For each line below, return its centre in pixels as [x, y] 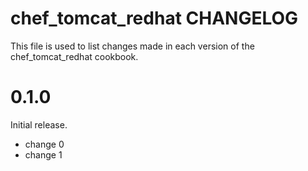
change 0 [44, 144]
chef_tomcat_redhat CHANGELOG [154, 18]
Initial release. [39, 124]
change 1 [43, 154]
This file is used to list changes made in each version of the [132, 46]
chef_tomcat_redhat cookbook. [74, 56]
